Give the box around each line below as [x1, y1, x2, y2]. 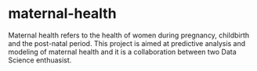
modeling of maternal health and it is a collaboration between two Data [8, 47, 237, 56]
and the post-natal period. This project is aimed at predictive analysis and [8, 38, 246, 48]
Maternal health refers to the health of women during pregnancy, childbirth [8, 30, 250, 40]
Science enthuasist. [8, 55, 72, 65]
